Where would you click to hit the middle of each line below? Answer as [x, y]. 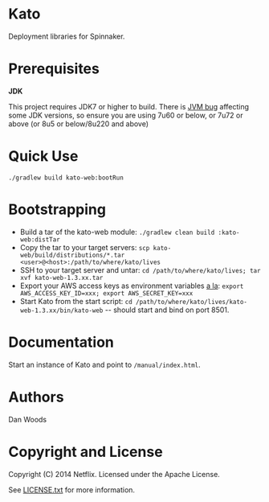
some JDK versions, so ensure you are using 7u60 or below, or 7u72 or [126, 115]
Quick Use [43, 156]
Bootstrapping [57, 209]
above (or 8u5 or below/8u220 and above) [79, 123]
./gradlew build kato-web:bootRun [66, 178]
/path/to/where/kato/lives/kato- [191, 302]
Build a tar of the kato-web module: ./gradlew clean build [117, 232]
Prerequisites [54, 69]
